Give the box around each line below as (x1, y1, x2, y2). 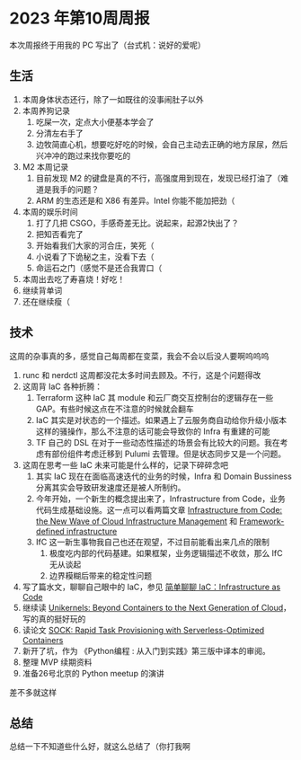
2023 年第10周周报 (9, 8, 150, 29)
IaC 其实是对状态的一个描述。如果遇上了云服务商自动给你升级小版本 (35, 414, 288, 425)
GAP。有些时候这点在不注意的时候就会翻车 (35, 403, 195, 414)
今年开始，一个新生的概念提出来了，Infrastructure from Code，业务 (35, 493, 286, 504)
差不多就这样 (9, 686, 57, 697)
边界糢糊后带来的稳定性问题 (49, 570, 153, 580)
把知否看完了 (35, 228, 84, 239)
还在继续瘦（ (22, 296, 70, 306)
